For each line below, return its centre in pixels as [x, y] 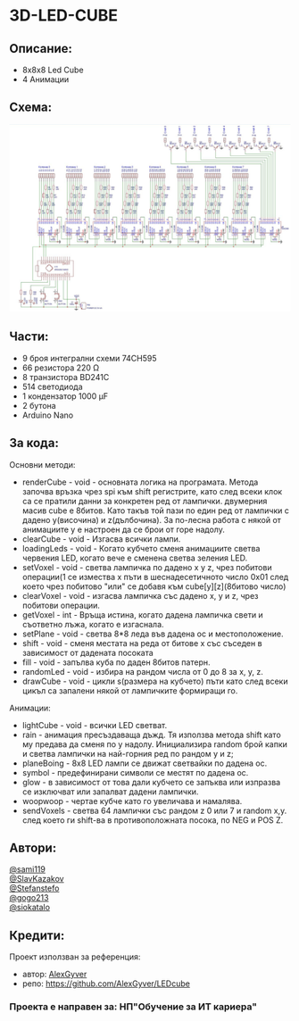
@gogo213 [29, 898]
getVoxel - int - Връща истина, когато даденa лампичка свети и [142, 614]
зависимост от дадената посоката [87, 652]
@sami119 [28, 869]
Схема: [31, 108]
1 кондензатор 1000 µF [65, 396]
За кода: [34, 443]
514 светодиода [52, 386]
